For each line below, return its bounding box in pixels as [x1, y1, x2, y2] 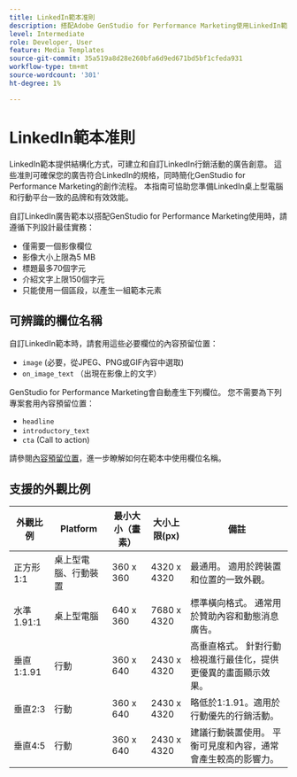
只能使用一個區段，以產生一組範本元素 [21, 284, 162, 295]
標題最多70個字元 [21, 262, 87, 273]
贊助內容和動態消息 [198, 610, 279, 623]
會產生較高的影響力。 [189, 753, 279, 765]
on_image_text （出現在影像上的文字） [21, 369, 162, 379]
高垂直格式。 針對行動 [189, 640, 282, 652]
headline [21, 417, 55, 426]
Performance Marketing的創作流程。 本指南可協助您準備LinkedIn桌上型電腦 [9, 181, 284, 191]
